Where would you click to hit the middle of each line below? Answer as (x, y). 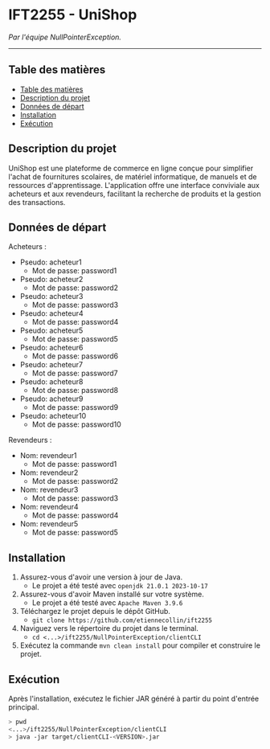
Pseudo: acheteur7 (51, 365)
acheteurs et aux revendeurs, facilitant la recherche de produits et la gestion (135, 194)
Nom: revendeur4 (49, 507)
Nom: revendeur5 (49, 524)
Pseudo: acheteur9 (51, 399)
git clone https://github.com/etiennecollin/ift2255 (122, 620)
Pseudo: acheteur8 (51, 382)
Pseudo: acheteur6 (51, 348)
